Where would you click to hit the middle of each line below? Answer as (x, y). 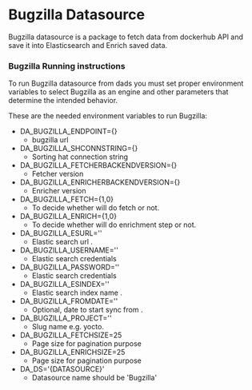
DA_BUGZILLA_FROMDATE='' (69, 301)
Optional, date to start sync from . (87, 310)
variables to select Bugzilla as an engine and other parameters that (118, 92)
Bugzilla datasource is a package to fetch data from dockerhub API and (126, 37)
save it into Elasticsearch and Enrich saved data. (88, 45)
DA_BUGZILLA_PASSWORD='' (70, 267)
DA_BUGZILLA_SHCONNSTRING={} (79, 149)
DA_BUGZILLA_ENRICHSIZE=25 (72, 352)
